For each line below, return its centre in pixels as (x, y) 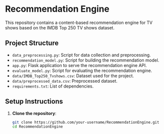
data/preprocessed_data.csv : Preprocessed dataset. (65, 81)
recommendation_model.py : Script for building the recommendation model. (86, 60)
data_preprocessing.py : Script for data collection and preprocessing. (81, 55)
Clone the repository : (34, 113)
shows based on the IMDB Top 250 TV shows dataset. (60, 27)
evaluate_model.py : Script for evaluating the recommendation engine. (82, 70)
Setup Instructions (34, 101)
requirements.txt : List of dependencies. (53, 86)
